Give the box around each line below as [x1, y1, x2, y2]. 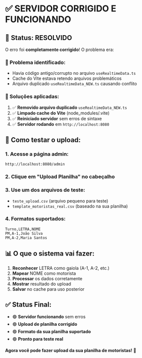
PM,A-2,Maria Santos [5, 235, 48, 240]
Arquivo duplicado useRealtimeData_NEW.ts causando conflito [12, 81, 137, 87]
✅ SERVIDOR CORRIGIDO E [5, 3, 117, 14]
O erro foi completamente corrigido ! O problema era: [5, 47, 114, 52]
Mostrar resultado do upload [12, 281, 71, 287]
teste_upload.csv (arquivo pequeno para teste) [12, 198, 108, 204]
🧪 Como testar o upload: [5, 136, 81, 144]
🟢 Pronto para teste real [12, 336, 63, 342]
